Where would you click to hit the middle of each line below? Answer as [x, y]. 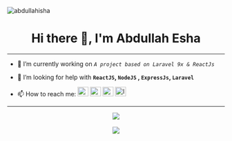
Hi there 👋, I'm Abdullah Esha [116, 39]
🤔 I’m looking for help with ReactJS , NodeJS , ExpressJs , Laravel [106, 77]
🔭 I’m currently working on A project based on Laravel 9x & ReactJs [116, 64]
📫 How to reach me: [47, 94]
